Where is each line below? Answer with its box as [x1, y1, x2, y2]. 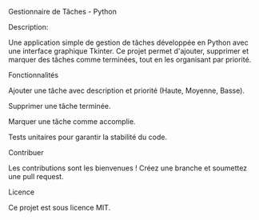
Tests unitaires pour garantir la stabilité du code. [8, 132, 168, 142]
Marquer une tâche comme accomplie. [8, 117, 136, 126]
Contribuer [8, 148, 44, 157]
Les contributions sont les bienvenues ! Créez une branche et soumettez [8, 163, 248, 173]
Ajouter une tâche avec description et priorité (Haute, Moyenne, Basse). [8, 86, 245, 95]
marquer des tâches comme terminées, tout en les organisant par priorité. [8, 55, 252, 64]
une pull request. [8, 172, 64, 181]
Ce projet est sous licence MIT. [8, 203, 111, 212]
